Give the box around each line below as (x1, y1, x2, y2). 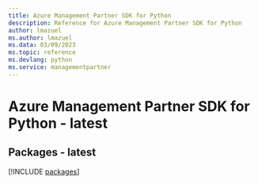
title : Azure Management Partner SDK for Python (8, 11, 172, 20)
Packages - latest (8, 146, 97, 159)
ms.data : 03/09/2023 (8, 41, 77, 49)
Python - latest (8, 114, 108, 132)
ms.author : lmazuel (8, 33, 73, 42)
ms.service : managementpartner (8, 63, 112, 71)
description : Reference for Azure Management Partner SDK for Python (8, 19, 243, 27)
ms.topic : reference (8, 48, 77, 56)
